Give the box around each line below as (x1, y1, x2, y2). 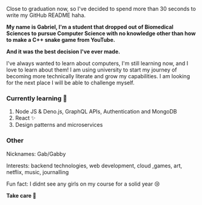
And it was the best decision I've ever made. (6, 48, 120, 55)
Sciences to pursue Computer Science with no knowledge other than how (6, 30, 196, 37)
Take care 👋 (6, 192, 36, 199)
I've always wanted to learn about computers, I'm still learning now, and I (6, 60, 189, 67)
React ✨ (15, 115, 36, 122)
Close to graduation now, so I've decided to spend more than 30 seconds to (6, 5, 196, 12)
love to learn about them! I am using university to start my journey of (6, 66, 177, 73)
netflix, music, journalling (6, 168, 69, 175)
